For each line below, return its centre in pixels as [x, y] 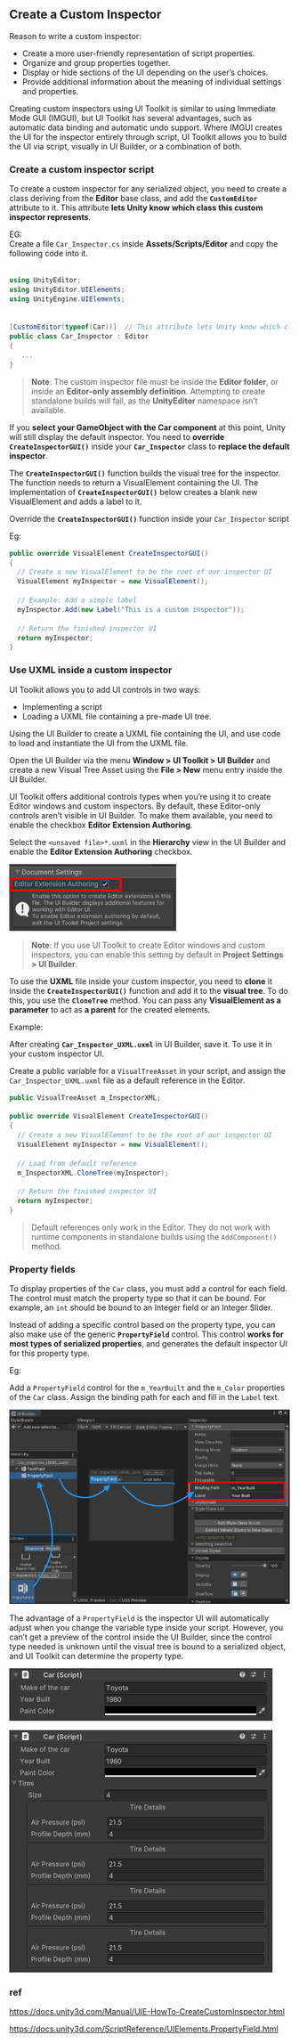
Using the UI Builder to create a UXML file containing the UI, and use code [145, 733]
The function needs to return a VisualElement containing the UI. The [134, 482]
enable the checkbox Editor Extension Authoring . [101, 825]
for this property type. [50, 1354]
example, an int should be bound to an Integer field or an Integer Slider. [141, 1307]
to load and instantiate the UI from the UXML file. [99, 743]
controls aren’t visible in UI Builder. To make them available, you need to [141, 815]
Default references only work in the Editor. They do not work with [150, 1227]
